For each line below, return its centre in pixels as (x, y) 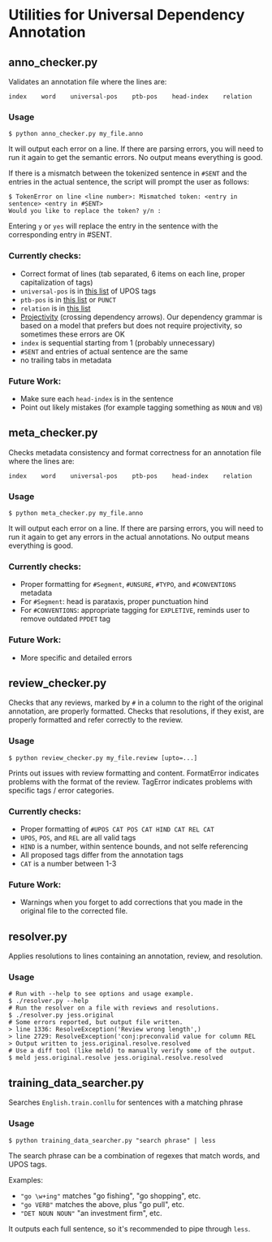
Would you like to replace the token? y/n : (85, 211)
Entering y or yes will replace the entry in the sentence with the (114, 226)
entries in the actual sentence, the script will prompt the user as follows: (129, 182)
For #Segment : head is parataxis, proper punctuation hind (114, 601)
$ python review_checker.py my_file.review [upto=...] (103, 758)
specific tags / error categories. (61, 790)
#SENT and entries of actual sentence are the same (104, 351)
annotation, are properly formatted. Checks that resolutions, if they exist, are (136, 711)
